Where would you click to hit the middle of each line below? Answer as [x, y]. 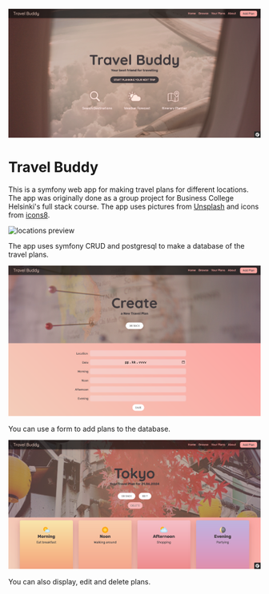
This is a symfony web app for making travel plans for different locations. [129, 189]
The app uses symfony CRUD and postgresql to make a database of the [126, 246]
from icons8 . [29, 215]
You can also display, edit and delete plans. [80, 582]
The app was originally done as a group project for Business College [121, 198]
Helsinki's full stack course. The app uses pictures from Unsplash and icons [134, 207]
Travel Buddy [53, 167]
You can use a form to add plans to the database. [89, 429]
